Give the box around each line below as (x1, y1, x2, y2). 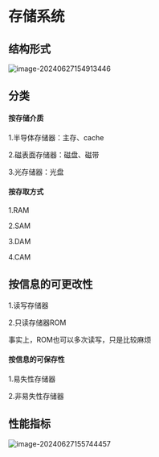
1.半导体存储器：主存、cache (8, 132, 104, 142)
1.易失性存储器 (8, 374, 56, 384)
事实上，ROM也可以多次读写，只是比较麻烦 (8, 334, 152, 344)
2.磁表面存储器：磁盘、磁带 (8, 150, 100, 160)
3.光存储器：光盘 (8, 167, 64, 177)
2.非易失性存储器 (8, 391, 64, 401)
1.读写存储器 (8, 300, 49, 310)
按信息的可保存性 (8, 355, 65, 364)
